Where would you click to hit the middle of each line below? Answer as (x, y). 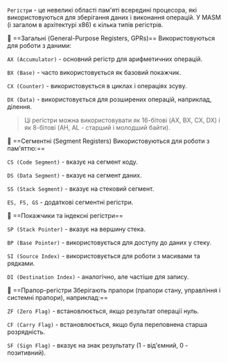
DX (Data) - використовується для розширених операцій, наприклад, (109, 99)
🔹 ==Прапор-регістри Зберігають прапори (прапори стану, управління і (114, 290)
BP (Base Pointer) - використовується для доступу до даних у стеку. (109, 243)
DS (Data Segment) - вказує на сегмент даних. (74, 175)
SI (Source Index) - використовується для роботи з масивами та (104, 256)
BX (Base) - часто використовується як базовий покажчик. (94, 73)
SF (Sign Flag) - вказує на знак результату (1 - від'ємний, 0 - (98, 345)
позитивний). (27, 353)
